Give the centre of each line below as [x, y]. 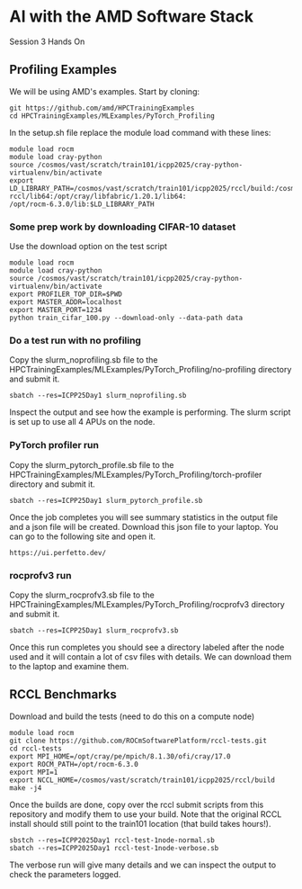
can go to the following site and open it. [82, 536]
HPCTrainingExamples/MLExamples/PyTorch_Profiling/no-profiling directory [151, 370]
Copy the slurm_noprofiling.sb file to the [84, 360]
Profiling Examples [63, 70]
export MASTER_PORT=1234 [56, 310]
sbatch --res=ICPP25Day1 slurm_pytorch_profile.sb [106, 500]
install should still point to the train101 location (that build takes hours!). [140, 823]
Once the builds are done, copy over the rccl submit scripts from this [137, 804]
